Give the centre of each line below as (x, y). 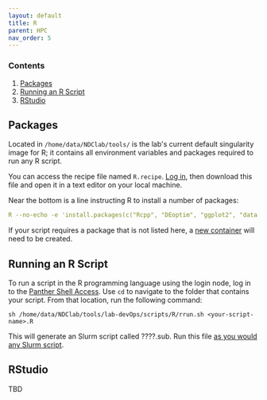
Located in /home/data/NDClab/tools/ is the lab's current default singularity (131, 144)
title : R (23, 23)
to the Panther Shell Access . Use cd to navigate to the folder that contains (129, 292)
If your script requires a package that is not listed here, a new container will (132, 230)
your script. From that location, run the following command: (105, 300)
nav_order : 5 (30, 38)
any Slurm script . (36, 345)
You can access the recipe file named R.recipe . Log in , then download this (130, 177)
